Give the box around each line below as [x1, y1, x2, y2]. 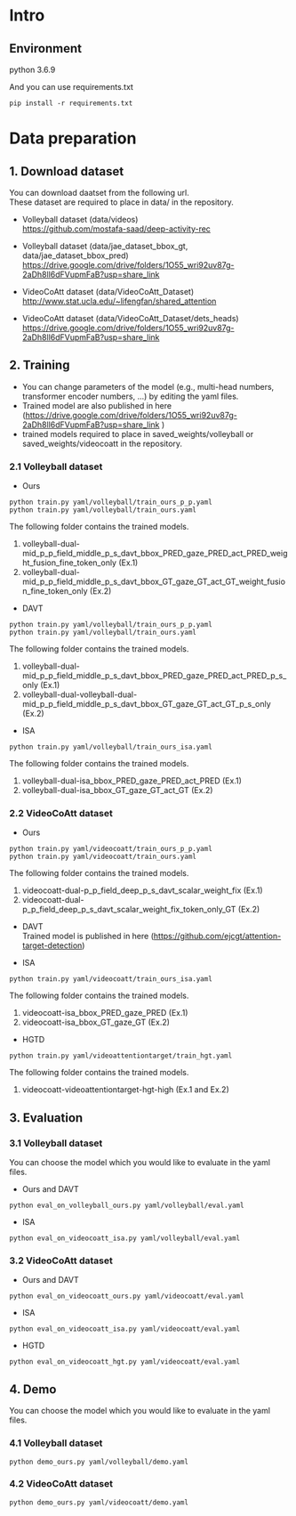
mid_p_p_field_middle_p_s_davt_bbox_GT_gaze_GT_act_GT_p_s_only [21, 699, 271, 709]
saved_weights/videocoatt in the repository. [21, 438, 183, 449]
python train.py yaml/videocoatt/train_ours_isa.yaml [9, 975, 213, 984]
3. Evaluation [9, 1110, 84, 1125]
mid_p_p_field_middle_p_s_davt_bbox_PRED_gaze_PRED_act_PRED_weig [21, 548, 288, 559]
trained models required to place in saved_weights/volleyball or [21, 428, 254, 439]
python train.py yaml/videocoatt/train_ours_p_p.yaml [9, 845, 213, 854]
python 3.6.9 [9, 64, 56, 75]
